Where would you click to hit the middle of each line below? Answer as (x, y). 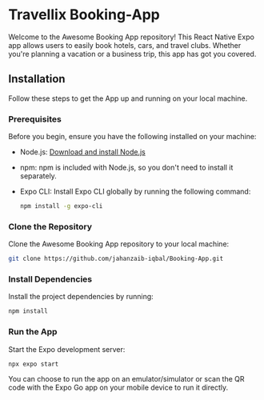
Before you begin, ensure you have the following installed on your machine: (132, 137)
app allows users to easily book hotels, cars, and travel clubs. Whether (125, 45)
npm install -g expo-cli (61, 206)
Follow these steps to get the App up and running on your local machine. (128, 98)
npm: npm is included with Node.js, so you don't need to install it (126, 168)
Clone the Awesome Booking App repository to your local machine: (119, 244)
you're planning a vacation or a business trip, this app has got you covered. (132, 54)
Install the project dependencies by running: (81, 297)
